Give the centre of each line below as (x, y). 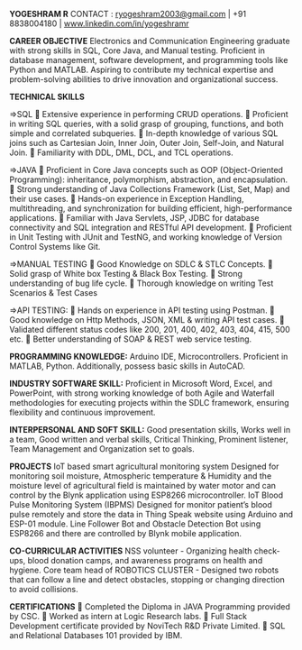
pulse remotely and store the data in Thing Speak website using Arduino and (151, 514)
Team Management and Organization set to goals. (102, 449)
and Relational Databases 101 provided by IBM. (96, 635)
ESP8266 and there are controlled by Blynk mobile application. (125, 533)
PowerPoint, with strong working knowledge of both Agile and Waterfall (142, 393)
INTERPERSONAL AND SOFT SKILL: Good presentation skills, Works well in (150, 430)
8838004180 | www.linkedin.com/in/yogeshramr (99, 23)
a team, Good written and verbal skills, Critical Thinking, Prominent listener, (149, 439)
